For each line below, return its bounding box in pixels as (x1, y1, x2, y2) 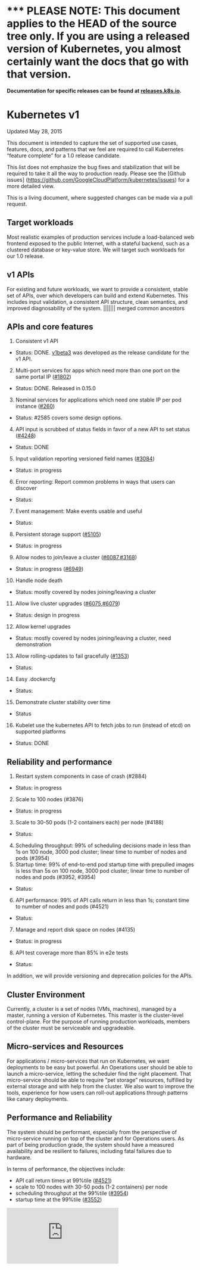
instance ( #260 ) (15, 403, 55, 410)
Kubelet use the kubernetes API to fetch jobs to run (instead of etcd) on (15, 722, 191, 729)
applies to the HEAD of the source (7, 17, 177, 30)
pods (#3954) (15, 855, 50, 862)
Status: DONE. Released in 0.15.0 (15, 385, 96, 392)
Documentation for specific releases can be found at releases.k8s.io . (7, 87, 182, 94)
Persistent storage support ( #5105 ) (15, 531, 102, 538)
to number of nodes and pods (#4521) (15, 903, 109, 910)
